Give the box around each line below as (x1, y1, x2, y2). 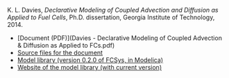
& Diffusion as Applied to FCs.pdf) (17, 41, 115, 49)
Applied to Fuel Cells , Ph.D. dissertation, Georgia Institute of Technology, (7, 13, 215, 21)
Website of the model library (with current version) (17, 64, 162, 71)
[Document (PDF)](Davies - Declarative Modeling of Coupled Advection (17, 34, 222, 42)
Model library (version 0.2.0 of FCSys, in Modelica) (17, 56, 164, 64)
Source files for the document (17, 48, 103, 57)
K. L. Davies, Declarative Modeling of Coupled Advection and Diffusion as (7, 6, 219, 14)
